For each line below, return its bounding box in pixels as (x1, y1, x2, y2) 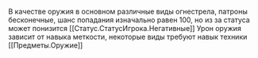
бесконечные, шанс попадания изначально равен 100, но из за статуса (8, 15, 250, 25)
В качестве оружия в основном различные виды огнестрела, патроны (8, 7, 248, 16)
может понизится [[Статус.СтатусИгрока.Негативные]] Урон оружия (8, 24, 242, 33)
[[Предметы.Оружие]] (8, 41, 83, 50)
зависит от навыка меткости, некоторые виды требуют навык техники (8, 32, 248, 41)
